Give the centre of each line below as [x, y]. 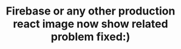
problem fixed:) [90, 37]
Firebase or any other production [90, 11]
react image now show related [90, 24]
